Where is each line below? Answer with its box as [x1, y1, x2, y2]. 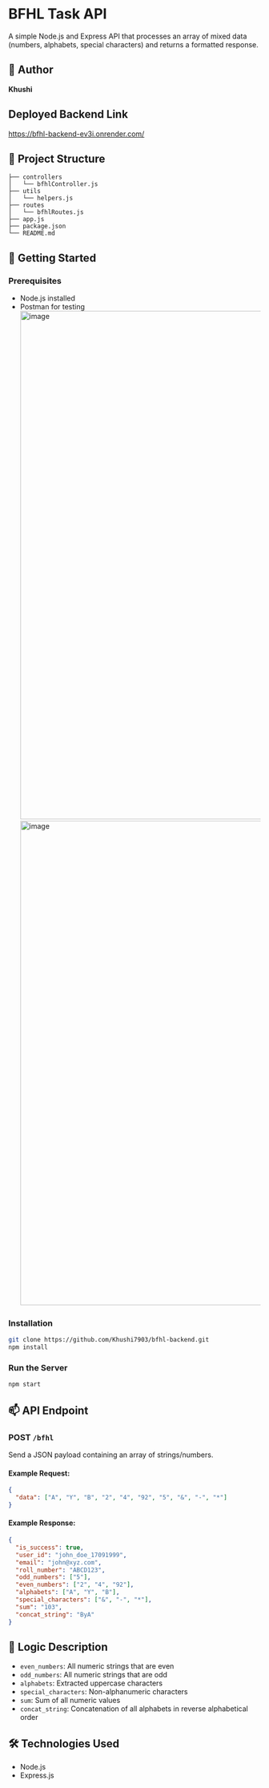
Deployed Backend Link [8, 107, 128, 121]
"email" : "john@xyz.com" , [15, 1558, 102, 1567]
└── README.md [8, 229, 56, 237]
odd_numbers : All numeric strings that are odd [19, 1670, 168, 1680]
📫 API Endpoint [8, 1403, 89, 1417]
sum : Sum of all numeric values [19, 1696, 121, 1705]
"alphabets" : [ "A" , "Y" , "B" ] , [15, 1588, 120, 1596]
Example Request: [8, 1468, 70, 1478]
